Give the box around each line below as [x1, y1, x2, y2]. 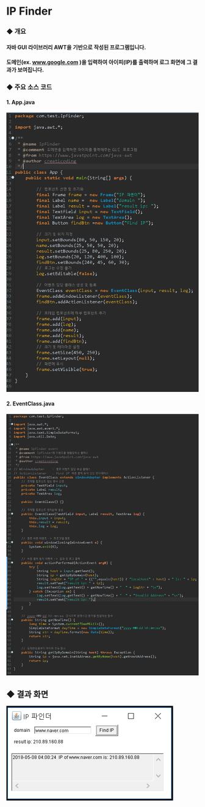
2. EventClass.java [6, 400, 55, 407]
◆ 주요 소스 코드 [6, 83, 52, 92]
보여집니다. [17, 66, 45, 74]
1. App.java [6, 98, 35, 106]
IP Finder [6, 4, 52, 18]
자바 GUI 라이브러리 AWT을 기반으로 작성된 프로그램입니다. [6, 43, 146, 51]
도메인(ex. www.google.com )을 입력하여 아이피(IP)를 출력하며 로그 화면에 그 [6, 59, 192, 66]
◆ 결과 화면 [6, 689, 49, 700]
